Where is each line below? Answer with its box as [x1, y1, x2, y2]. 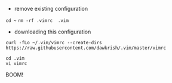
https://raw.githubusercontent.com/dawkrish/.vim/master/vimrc [5, 45, 167, 51]
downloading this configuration [14, 28, 91, 35]
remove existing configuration [14, 5, 88, 12]
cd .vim [5, 56, 25, 62]
